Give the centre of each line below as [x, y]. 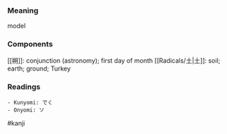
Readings [24, 87]
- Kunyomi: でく [30, 102]
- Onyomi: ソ [26, 110]
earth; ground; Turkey [39, 68]
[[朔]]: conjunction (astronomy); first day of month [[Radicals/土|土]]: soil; [114, 60]
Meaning [23, 11]
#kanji [16, 123]
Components [30, 44]
